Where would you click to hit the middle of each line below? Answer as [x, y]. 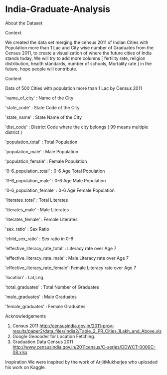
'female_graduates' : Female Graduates [45, 306]
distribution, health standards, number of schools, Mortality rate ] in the [79, 63]
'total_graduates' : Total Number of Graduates [52, 287]
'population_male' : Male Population [42, 151]
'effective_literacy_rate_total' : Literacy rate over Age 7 [61, 248]
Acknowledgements [26, 316]
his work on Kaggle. [26, 367]
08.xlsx [20, 352]
